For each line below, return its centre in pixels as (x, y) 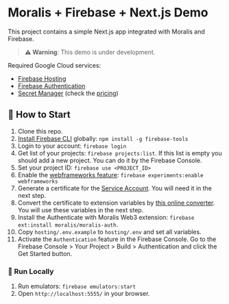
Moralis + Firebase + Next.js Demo (108, 13)
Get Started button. (45, 253)
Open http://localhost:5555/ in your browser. (84, 294)
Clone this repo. (40, 131)
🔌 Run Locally (31, 271)
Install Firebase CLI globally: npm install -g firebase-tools (103, 138)
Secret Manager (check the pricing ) (68, 93)
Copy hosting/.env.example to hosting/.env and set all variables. (109, 231)
